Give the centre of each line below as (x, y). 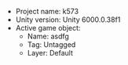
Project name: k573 (47, 11)
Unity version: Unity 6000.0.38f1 (68, 20)
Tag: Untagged (51, 45)
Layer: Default (50, 53)
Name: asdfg (48, 36)
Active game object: (48, 28)
